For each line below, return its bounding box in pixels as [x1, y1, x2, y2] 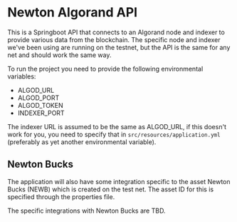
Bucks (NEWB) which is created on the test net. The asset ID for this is [7, 185, 214, 193]
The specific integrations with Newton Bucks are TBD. [7, 206, 166, 215]
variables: [7, 72, 36, 81]
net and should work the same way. [7, 51, 112, 59]
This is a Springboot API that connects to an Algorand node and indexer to [7, 28, 226, 36]
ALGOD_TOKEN [17, 101, 63, 109]
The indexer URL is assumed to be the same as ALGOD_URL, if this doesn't [7, 122, 226, 131]
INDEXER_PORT [17, 109, 65, 117]
